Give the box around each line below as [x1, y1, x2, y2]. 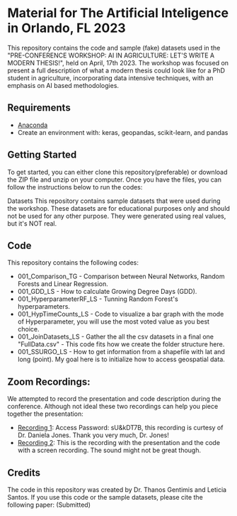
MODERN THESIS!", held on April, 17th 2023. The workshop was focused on [7, 58, 229, 67]
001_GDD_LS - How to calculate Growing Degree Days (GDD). [17, 287, 197, 296]
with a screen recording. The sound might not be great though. [17, 446, 202, 455]
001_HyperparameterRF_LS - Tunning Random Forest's [17, 295, 178, 303]
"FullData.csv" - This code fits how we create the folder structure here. [17, 340, 225, 348]
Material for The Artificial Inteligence [7, 5, 229, 21]
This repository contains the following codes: [7, 258, 139, 267]
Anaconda [17, 121, 48, 129]
